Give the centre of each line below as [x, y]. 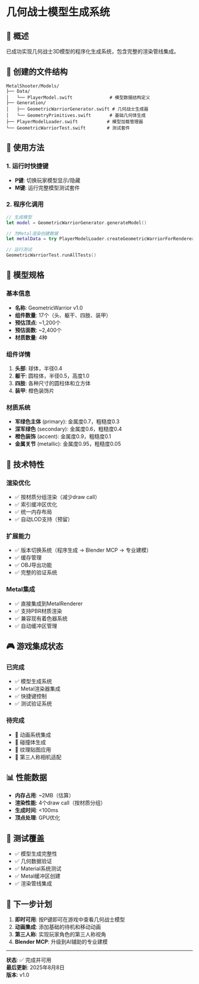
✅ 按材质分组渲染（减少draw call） [57, 497]
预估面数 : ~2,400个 [38, 330]
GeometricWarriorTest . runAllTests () [51, 255]
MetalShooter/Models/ [33, 86]
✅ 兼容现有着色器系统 [41, 618]
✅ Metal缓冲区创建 [38, 876]
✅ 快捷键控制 [31, 696]
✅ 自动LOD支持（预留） [44, 519]
